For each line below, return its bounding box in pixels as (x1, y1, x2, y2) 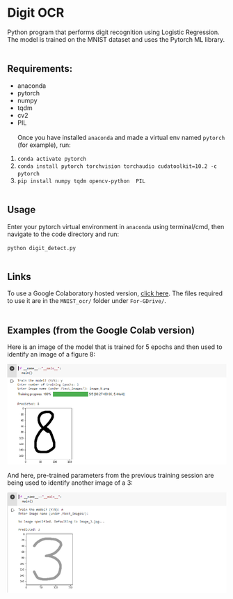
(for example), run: (17, 141, 71, 149)
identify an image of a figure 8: (7, 350, 96, 359)
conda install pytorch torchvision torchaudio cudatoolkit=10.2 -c (17, 162, 217, 170)
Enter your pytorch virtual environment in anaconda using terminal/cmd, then (7, 222, 225, 231)
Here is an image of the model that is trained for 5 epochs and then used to (7, 343, 223, 351)
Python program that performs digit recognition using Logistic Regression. (7, 28, 220, 36)
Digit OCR (7, 5, 65, 21)
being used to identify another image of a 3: (7, 479, 134, 487)
